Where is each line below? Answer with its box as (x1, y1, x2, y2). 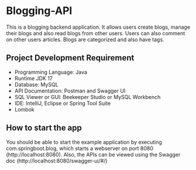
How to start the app (6, 123, 82, 133)
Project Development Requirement (6, 53, 135, 63)
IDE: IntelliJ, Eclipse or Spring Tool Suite (14, 100, 111, 107)
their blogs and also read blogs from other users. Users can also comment (6, 29, 185, 36)
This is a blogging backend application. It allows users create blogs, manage (6, 23, 191, 30)
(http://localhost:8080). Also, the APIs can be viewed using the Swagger (6, 151, 181, 158)
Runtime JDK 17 (14, 74, 53, 81)
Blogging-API (6, 4, 73, 18)
